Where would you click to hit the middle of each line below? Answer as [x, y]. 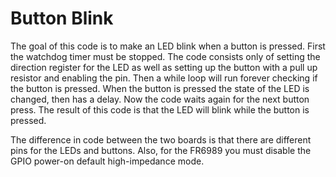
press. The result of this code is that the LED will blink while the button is [160, 109]
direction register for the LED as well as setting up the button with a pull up [164, 67]
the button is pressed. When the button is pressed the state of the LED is [160, 88]
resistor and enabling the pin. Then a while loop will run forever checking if [164, 78]
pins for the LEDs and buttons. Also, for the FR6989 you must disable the [161, 150]
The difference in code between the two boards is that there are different [161, 139]
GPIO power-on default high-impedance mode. [107, 161]
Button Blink [62, 18]
